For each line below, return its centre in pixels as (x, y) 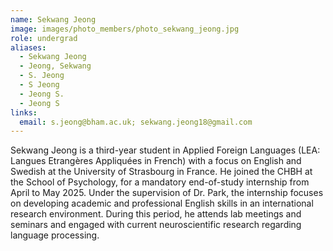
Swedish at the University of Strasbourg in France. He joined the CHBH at (161, 172)
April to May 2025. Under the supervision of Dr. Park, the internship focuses (167, 193)
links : (24, 112)
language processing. (55, 235)
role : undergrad (44, 38)
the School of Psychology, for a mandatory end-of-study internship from (160, 182)
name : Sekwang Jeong (53, 19)
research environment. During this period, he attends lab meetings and (156, 214)
